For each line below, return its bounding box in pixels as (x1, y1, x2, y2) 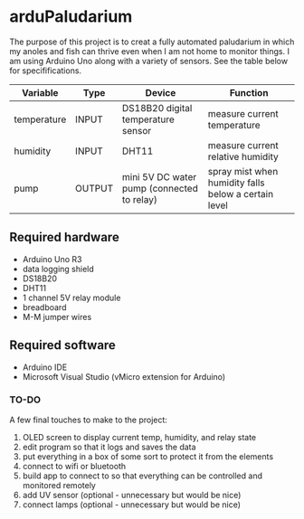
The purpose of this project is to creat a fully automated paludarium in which (9, 36, 295, 47)
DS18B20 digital (121, 101, 193, 114)
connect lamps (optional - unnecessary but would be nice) (22, 499, 242, 510)
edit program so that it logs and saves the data (22, 441, 196, 452)
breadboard (22, 301, 67, 313)
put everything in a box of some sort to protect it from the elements (22, 450, 274, 462)
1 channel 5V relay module (22, 292, 121, 303)
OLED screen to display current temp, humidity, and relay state (22, 431, 257, 442)
